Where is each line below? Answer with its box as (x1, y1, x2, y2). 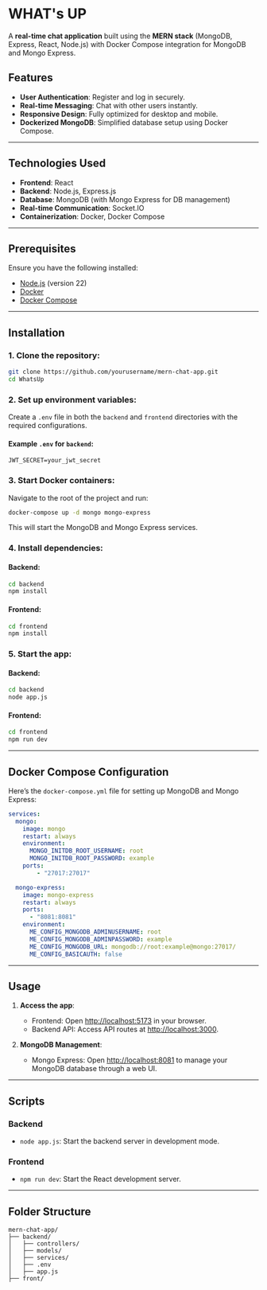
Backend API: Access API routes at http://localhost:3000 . (31, 1024, 219, 1035)
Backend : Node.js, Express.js (19, 186, 117, 196)
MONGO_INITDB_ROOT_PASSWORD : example (29, 855, 155, 863)
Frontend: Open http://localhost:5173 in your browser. (31, 1016, 207, 1026)
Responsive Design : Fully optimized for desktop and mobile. (19, 109, 219, 119)
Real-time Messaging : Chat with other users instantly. (19, 100, 199, 110)
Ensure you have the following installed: (8, 263, 139, 273)
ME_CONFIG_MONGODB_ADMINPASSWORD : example (29, 935, 172, 943)
